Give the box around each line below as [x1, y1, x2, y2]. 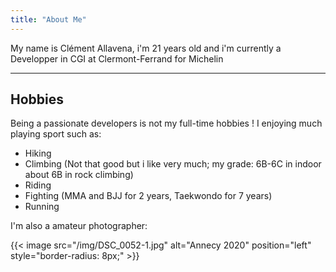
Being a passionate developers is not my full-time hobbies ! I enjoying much [10, 117, 323, 130]
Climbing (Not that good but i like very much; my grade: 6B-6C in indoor [24, 158, 322, 170]
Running [24, 201, 60, 213]
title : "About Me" [10, 14, 87, 25]
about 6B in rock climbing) [24, 169, 134, 181]
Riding [24, 179, 52, 191]
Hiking [24, 147, 52, 160]
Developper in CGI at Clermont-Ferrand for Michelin [10, 52, 224, 65]
